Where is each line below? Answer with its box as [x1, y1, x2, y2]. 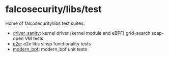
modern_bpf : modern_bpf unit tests [12, 46, 88, 52]
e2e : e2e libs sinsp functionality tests [12, 40, 91, 46]
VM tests [24, 35, 44, 41]
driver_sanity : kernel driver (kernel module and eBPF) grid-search [12, 30, 151, 36]
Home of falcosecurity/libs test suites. [5, 20, 85, 26]
